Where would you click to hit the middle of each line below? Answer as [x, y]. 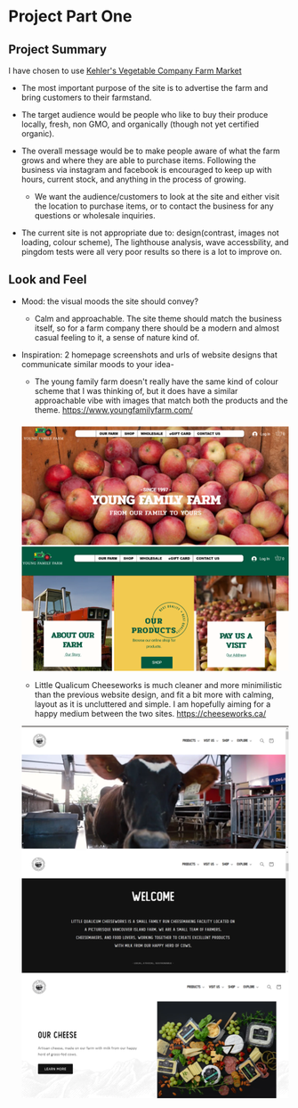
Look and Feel [48, 279]
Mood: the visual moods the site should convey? [110, 301]
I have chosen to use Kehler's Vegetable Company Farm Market [125, 70]
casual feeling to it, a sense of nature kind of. [117, 337]
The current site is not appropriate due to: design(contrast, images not [150, 233]
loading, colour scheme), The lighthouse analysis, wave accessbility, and [155, 242]
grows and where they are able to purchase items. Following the [139, 160]
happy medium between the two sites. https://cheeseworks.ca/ [150, 713]
